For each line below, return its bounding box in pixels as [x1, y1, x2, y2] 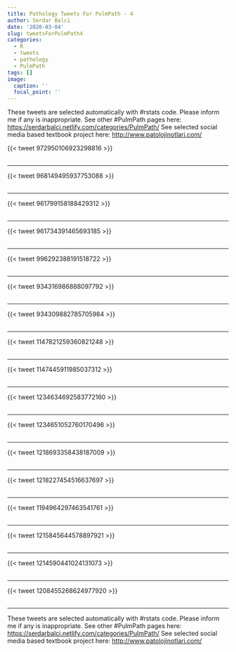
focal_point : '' [13, 89, 61, 96]
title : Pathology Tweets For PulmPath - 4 [7, 10, 133, 18]
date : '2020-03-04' [7, 23, 65, 30]
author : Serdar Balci [7, 17, 71, 24]
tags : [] [7, 69, 33, 76]
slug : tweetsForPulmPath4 [7, 30, 83, 37]
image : [7, 75, 27, 83]
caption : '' [13, 82, 49, 89]
